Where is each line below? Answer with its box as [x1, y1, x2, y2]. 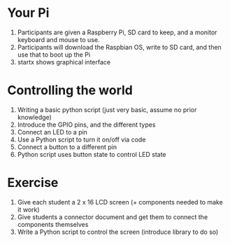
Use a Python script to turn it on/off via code [17, 135, 146, 144]
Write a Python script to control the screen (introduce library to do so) [17, 228, 219, 236]
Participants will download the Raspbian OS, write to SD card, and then [17, 43, 222, 51]
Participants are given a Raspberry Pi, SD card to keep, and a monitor [17, 28, 217, 36]
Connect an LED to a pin [17, 127, 87, 136]
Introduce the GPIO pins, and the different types [17, 120, 156, 129]
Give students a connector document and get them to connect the [17, 212, 208, 221]
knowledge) [17, 113, 52, 121]
